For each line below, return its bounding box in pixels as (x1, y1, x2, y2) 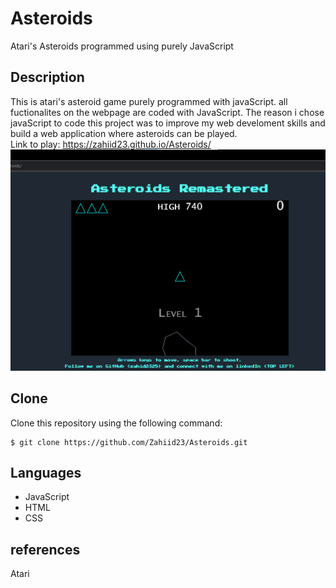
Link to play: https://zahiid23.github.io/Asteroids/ (10, 138, 212, 150)
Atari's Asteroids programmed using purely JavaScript (10, 40, 234, 52)
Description (10, 69, 85, 86)
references (10, 541, 81, 558)
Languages (10, 464, 82, 481)
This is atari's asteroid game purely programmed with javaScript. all (10, 95, 288, 107)
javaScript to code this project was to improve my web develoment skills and (10, 117, 326, 129)
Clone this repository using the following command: (10, 417, 223, 429)
